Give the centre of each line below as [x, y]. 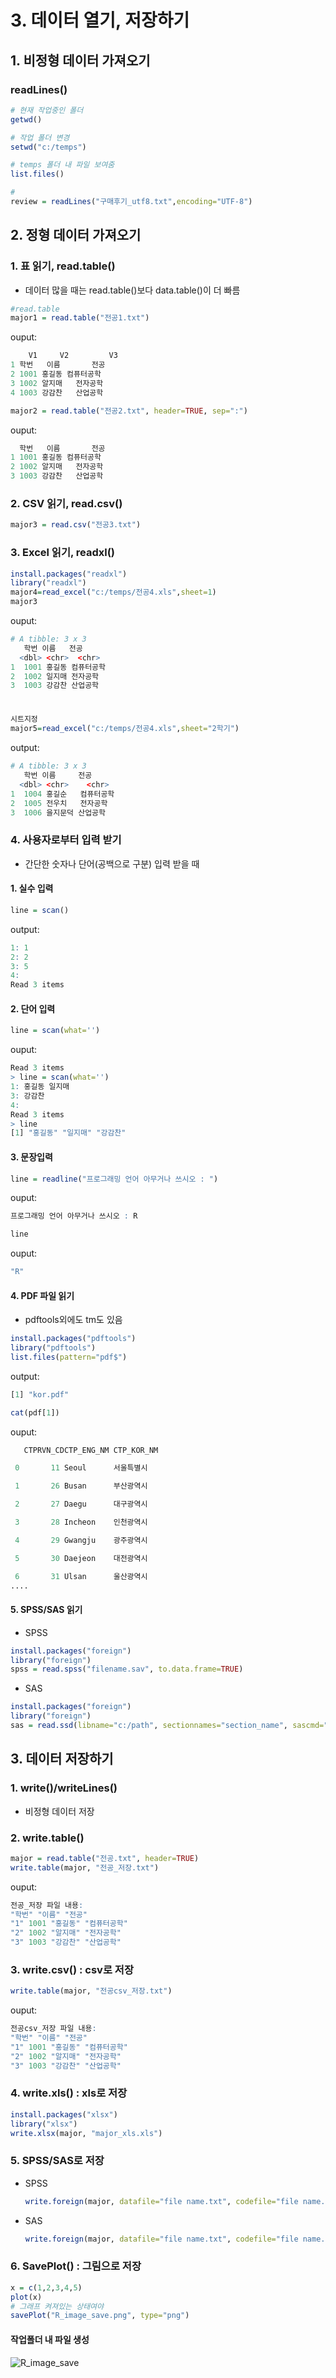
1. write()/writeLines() [64, 1788]
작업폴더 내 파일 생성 [50, 2339]
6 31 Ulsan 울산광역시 [81, 1576]
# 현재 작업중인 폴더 [47, 110]
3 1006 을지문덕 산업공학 [58, 812]
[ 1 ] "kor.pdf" [40, 1394]
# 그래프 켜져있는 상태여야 [57, 2306]
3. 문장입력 [31, 1157]
